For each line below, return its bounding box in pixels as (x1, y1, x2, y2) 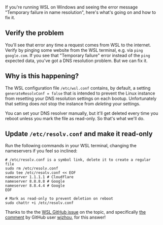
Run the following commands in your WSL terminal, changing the (5, 143, 137, 149)
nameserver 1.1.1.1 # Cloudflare (5, 175, 74, 180)
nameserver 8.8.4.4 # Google (5, 183, 65, 189)
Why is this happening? (5, 72, 79, 80)
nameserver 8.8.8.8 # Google (5, 179, 65, 184)
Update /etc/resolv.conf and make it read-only (5, 130, 153, 138)
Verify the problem (5, 29, 64, 37)
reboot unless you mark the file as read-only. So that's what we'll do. (5, 115, 145, 121)
